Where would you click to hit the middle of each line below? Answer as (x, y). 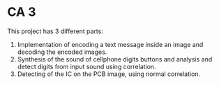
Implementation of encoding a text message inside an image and (110, 44)
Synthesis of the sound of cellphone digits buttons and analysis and (115, 59)
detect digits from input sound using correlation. (86, 66)
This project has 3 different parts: (55, 31)
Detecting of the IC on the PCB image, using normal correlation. (109, 74)
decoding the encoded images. (62, 52)
